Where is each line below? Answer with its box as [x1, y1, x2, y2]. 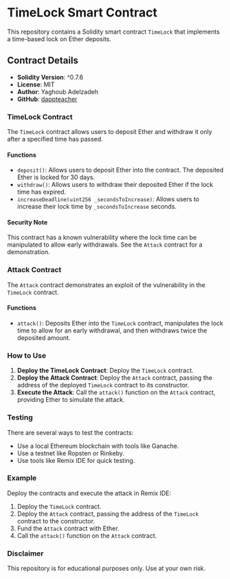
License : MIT [16, 80, 55, 89]
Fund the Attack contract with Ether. [16, 524, 119, 532]
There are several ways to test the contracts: [7, 428, 134, 437]
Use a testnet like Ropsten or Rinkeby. [16, 449, 125, 457]
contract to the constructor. [16, 516, 95, 525]
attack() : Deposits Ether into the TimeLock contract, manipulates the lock [16, 319, 224, 327]
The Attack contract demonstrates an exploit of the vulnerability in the [7, 280, 206, 289]
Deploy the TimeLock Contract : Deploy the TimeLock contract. [16, 366, 194, 375]
